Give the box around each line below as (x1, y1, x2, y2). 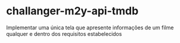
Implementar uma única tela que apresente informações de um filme (6, 24, 174, 31)
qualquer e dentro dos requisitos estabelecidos (6, 30, 122, 37)
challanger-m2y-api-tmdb (6, 4, 139, 18)
